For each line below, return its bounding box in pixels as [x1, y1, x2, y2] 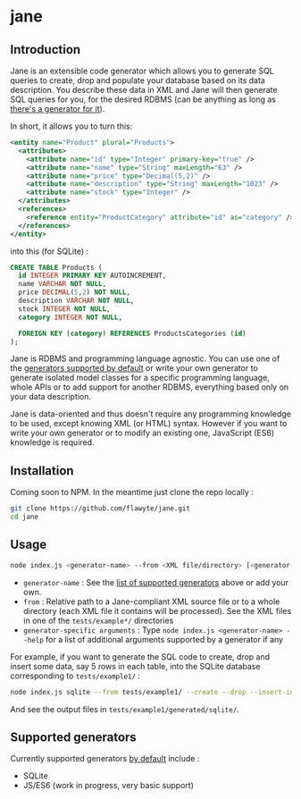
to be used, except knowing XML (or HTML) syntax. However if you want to [10, 418, 288, 429]
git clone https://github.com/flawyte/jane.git [10, 504, 191, 513]
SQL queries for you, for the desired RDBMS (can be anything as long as [10, 94, 276, 105]
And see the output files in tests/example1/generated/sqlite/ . [10, 703, 239, 714]
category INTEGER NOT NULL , [18, 313, 123, 322]
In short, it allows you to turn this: [10, 121, 133, 131]
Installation [10, 463, 74, 478]
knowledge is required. [10, 437, 95, 448]
